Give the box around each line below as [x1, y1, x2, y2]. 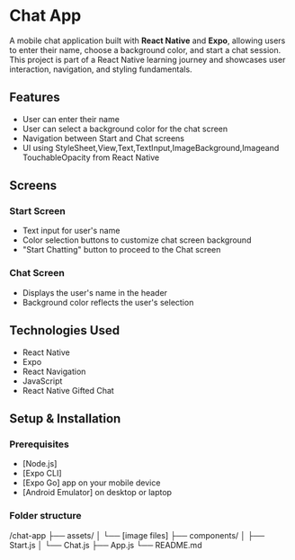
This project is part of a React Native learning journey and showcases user [9, 54, 286, 65]
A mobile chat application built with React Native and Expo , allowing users [9, 35, 286, 46]
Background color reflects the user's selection [22, 297, 194, 307]
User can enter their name [22, 113, 120, 124]
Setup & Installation [9, 411, 121, 426]
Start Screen [9, 205, 66, 218]
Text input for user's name [22, 226, 121, 236]
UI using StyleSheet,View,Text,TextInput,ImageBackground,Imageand [22, 142, 280, 153]
